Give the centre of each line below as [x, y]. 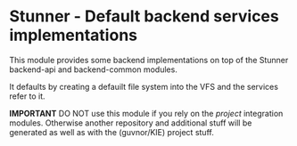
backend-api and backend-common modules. [94, 69]
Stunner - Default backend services [144, 16]
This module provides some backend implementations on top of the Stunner [149, 60]
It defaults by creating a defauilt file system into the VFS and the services [144, 86]
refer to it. [28, 96]
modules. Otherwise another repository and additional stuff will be [131, 123]
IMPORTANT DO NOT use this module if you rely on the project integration [146, 113]
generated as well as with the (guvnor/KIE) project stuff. [111, 132]
